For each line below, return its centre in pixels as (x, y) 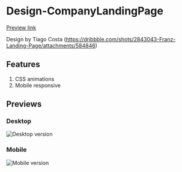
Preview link (21, 28)
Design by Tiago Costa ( (36, 39)
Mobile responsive (38, 85)
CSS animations (35, 79)
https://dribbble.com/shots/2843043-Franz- (121, 39)
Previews (24, 104)
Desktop (19, 121)
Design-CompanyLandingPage (85, 11)
